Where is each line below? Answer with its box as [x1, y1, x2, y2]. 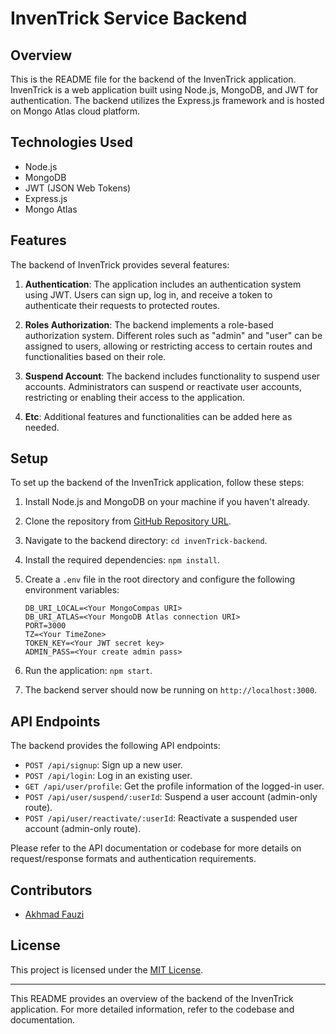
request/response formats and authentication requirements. [10, 853, 257, 865]
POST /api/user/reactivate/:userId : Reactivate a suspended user [24, 812, 298, 824]
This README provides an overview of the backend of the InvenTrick [10, 992, 294, 1004]
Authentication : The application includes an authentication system [24, 278, 302, 290]
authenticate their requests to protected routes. [24, 299, 220, 311]
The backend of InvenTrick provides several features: [10, 258, 230, 271]
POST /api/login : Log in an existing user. [24, 770, 193, 782]
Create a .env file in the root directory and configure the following [24, 573, 296, 586]
